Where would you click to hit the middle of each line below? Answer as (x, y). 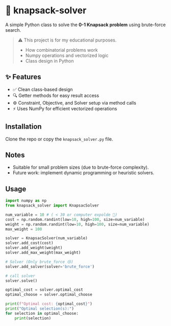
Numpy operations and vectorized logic (67, 55)
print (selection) (33, 318)
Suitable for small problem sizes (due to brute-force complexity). (81, 167)
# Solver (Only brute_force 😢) (39, 262)
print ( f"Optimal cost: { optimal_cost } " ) (49, 304)
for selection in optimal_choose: (42, 313)
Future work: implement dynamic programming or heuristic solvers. (83, 173)
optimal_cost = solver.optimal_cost (44, 290)
